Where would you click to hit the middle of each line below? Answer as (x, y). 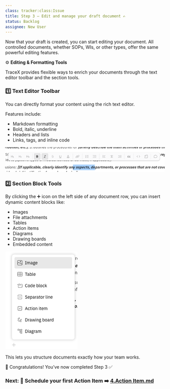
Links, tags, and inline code (41, 140)
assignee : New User (26, 27)
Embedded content (33, 244)
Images (20, 212)
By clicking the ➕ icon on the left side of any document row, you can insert (83, 197)
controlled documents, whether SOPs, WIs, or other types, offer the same (82, 47)
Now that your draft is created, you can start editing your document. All (79, 42)
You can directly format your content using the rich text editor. (70, 104)
